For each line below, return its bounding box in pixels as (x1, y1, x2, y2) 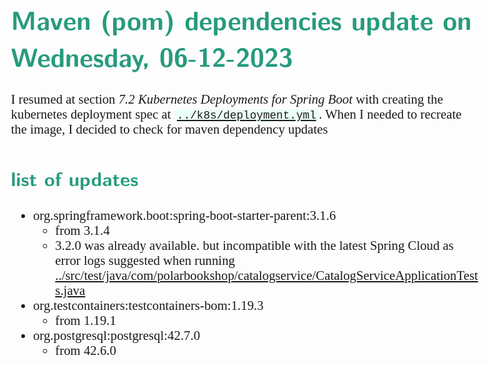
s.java (55, 282, 86, 298)
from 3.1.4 (55, 222, 110, 238)
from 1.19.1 (55, 312, 117, 328)
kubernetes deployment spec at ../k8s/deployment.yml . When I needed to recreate (10, 106, 462, 123)
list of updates (10, 163, 139, 192)
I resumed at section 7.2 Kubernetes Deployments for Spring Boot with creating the (10, 91, 444, 107)
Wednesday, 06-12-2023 (10, 37, 294, 75)
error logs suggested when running (55, 252, 235, 268)
